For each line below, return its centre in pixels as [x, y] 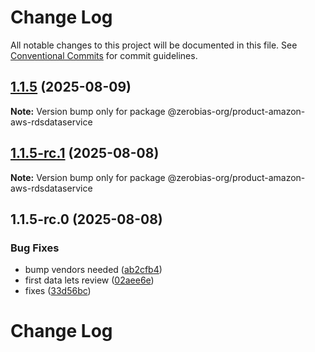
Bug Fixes [35, 248]
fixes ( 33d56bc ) [58, 291]
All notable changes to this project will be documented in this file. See [154, 45]
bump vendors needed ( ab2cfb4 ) [93, 270]
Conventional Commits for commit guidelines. [104, 55]
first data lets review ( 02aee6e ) [89, 280]
